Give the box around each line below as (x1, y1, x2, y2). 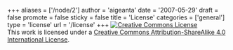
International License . (7, 35, 70, 44)
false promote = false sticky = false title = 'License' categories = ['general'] (7, 13, 225, 22)
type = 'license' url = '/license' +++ (7, 21, 109, 28)
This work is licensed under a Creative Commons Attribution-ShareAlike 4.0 (7, 28, 226, 36)
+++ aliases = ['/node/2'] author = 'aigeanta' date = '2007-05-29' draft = (7, 6, 219, 14)
